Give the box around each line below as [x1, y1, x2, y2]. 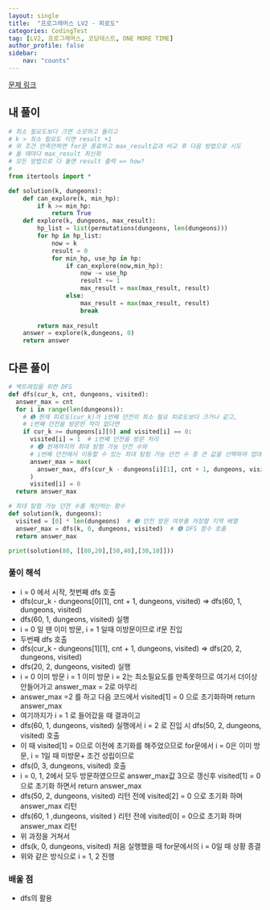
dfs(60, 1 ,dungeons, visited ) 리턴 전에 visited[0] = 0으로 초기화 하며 [19, 811, 243, 821]
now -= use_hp [80, 269, 128, 278]
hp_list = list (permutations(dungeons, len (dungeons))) [37, 225, 228, 233]
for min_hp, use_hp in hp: [51, 254, 142, 263]
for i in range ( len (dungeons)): [15, 405, 125, 413]
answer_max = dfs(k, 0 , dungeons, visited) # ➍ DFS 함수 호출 [15, 524, 227, 532]
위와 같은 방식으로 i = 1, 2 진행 [19, 851, 115, 861]
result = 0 [51, 246, 88, 254]
